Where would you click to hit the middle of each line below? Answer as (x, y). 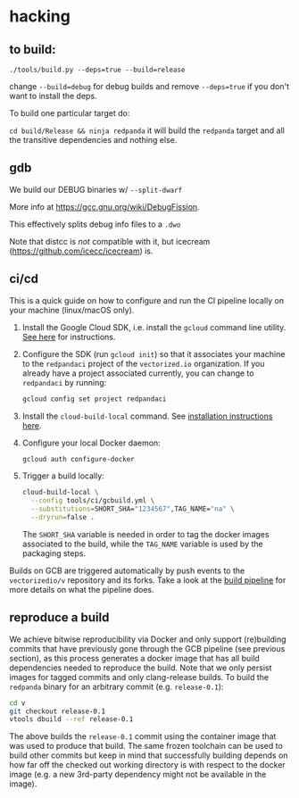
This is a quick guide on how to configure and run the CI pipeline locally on (147, 300)
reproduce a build (59, 618)
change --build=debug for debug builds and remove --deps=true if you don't (149, 86)
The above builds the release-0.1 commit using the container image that (143, 736)
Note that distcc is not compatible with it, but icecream (110, 241)
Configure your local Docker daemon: (91, 443)
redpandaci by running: (64, 382)
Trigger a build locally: (63, 476)
